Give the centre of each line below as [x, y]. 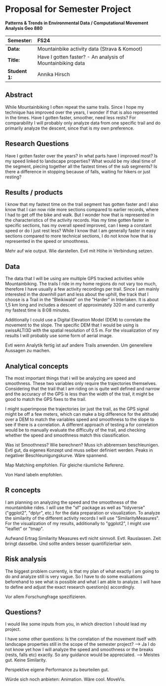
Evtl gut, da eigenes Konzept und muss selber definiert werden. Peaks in [79, 450]
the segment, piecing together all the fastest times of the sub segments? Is [81, 166]
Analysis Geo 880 [24, 28]
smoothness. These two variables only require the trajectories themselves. [81, 383]
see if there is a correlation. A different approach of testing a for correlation [82, 425]
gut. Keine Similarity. [26, 660]
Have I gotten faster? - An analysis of [81, 57]
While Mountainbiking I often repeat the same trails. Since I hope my [75, 107]
